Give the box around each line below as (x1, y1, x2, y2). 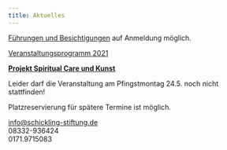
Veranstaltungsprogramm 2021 (8, 48, 109, 57)
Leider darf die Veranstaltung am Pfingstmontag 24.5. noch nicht (8, 79, 219, 88)
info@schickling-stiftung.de (8, 117, 99, 126)
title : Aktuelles (8, 11, 65, 20)
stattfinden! (8, 87, 46, 97)
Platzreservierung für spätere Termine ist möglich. (8, 102, 172, 112)
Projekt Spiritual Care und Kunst (8, 64, 116, 73)
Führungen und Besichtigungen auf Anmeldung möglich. (8, 33, 192, 42)
